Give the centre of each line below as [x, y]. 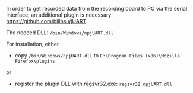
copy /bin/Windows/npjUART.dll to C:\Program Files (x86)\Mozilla [97, 55]
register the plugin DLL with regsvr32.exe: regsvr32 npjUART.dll [94, 84]
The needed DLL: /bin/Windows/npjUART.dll [60, 33]
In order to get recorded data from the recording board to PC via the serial [97, 9]
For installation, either [33, 44]
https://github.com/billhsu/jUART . [47, 21]
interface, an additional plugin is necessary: [59, 15]
